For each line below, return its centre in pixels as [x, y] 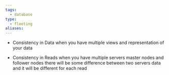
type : [11, 19]
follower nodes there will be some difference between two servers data [87, 63]
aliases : [14, 28]
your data [22, 48]
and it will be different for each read [50, 68]
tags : [11, 10]
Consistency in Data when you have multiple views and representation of [88, 42]
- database [21, 14]
